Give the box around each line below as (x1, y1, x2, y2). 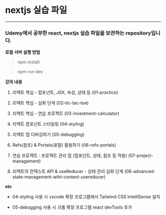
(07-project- (128, 153, 153, 159)
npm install (17, 59, 40, 65)
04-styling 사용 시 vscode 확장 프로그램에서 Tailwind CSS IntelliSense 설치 (12, 194, 161, 200)
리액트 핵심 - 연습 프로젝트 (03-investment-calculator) (12, 110, 120, 116)
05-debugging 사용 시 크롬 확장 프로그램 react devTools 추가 (12, 204, 132, 211)
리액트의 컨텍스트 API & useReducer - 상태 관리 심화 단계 (12, 168, 124, 174)
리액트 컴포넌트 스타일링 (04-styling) (12, 121, 84, 127)
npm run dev (17, 69, 43, 75)
